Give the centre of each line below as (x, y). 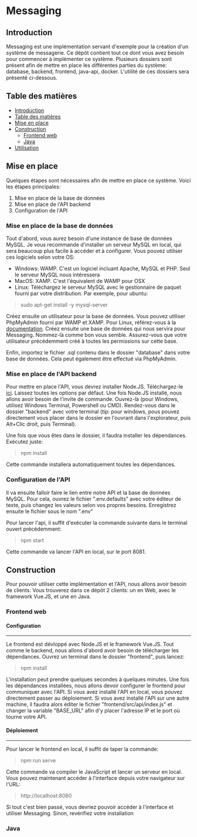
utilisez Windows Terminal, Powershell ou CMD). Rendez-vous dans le (91, 406)
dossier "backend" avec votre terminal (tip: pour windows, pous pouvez (93, 411)
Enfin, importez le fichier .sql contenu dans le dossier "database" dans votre (98, 352)
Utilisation (27, 147)
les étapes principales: (33, 187)
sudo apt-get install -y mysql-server (64, 305)
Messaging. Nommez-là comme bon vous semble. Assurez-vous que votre (96, 335)
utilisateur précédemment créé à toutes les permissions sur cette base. (92, 341)
